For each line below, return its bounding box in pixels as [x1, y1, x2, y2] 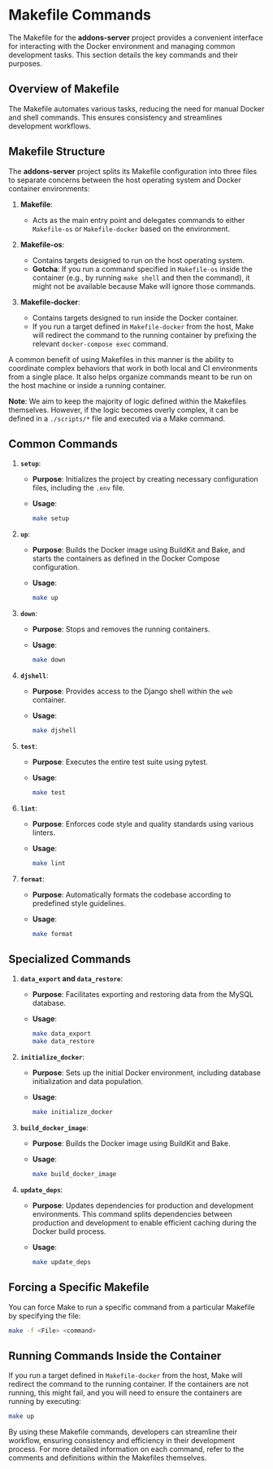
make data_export [32, 1030, 92, 1038]
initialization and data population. [32, 1077, 144, 1086]
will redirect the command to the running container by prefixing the [32, 330, 258, 339]
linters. [32, 828, 55, 837]
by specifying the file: [8, 1310, 81, 1320]
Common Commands [8, 437, 118, 451]
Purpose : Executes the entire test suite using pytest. [32, 757, 209, 767]
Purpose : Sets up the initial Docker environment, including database [32, 1068, 262, 1078]
